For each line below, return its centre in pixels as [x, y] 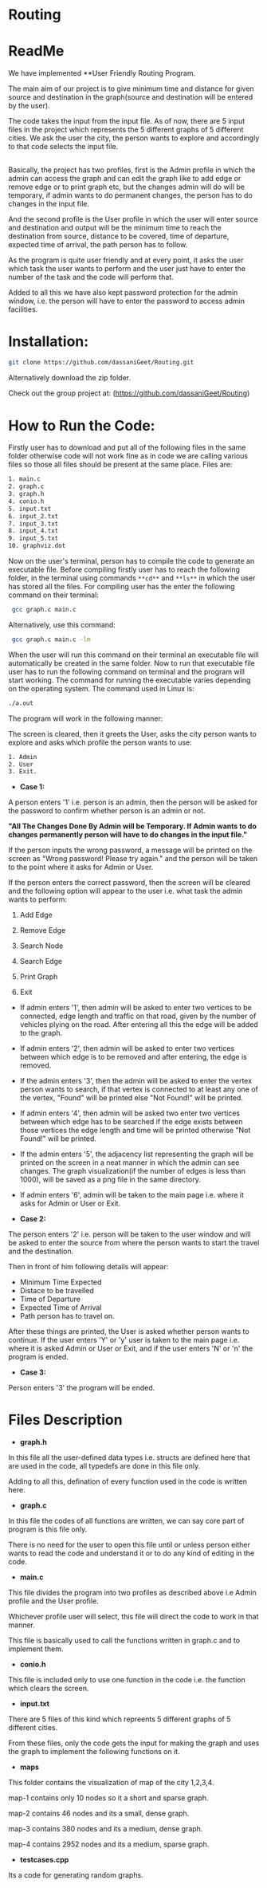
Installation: [49, 341]
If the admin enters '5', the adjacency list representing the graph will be [136, 1154]
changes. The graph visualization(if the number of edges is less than [132, 1171]
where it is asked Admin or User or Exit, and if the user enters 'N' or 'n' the [131, 1348]
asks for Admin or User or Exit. [70, 1204]
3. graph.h [26, 494]
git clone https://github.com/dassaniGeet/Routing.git [101, 363]
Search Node [41, 946]
